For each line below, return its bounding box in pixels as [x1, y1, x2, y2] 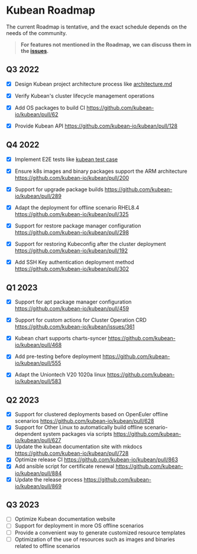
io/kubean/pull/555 [14, 360, 62, 367]
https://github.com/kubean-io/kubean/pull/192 [14, 247, 128, 254]
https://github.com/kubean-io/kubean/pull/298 [14, 229, 129, 236]
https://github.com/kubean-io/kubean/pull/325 [14, 211, 129, 218]
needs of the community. [6, 29, 67, 36]
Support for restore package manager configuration [14, 222, 141, 229]
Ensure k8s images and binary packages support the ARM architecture [14, 167, 188, 175]
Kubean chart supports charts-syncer [14, 335, 107, 342]
